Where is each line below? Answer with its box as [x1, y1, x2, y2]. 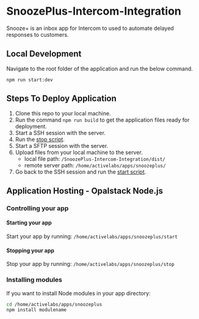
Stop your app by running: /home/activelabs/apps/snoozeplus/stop [6, 260, 175, 268]
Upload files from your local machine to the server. [15, 148, 143, 156]
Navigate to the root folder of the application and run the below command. [6, 65, 194, 72]
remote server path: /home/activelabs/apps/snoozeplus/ [24, 161, 166, 169]
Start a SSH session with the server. [15, 129, 106, 136]
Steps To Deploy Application [6, 94, 117, 104]
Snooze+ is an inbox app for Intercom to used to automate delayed [6, 24, 174, 32]
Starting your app [6, 219, 52, 227]
